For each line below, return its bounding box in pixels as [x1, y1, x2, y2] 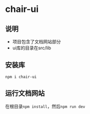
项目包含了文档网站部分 [12, 39, 61, 44]
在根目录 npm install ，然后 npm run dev [5, 103, 85, 109]
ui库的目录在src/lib [12, 45, 51, 51]
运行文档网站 [5, 89, 45, 98]
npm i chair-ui [5, 74, 37, 79]
